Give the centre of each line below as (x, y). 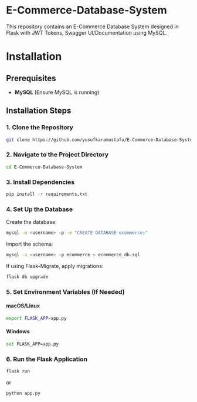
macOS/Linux (23, 306)
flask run (18, 371)
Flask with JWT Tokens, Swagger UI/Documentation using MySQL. (87, 32)
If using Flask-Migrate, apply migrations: (55, 266)
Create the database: (32, 222)
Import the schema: (30, 244)
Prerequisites (31, 78)
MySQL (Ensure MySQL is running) (57, 92)
